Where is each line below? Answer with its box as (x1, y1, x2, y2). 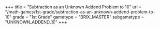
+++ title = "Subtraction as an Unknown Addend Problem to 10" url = (5, 4, 142, 10)
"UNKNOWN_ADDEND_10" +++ (5, 19, 67, 25)
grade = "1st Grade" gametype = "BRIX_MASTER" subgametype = (12, 14, 144, 19)
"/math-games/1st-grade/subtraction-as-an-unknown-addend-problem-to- (5, 9, 156, 15)
